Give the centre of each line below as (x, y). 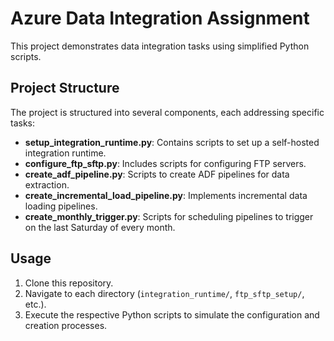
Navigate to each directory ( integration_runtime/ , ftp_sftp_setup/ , (164, 293)
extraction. (47, 184)
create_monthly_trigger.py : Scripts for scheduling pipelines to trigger (169, 216)
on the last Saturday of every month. (100, 227)
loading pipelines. (61, 206)
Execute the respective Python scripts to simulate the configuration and (172, 314)
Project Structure (65, 88)
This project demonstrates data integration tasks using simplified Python (160, 46)
